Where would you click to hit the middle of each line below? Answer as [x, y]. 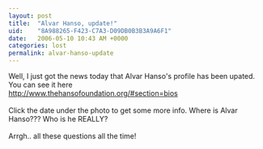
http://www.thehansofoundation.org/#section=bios [93, 93]
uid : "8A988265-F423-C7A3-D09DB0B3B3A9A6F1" [90, 31]
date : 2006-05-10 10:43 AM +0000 [68, 38]
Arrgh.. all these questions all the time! [72, 136]
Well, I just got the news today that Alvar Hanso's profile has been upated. [132, 76]
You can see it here [40, 85]
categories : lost [38, 46]
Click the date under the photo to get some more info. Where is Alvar [123, 110]
